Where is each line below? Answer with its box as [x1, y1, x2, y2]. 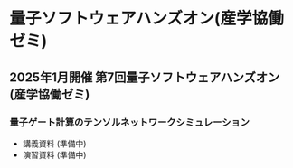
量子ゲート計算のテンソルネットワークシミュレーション [9, 116, 250, 128]
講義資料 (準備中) [22, 137, 87, 149]
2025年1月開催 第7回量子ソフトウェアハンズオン [9, 70, 280, 85]
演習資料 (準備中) [22, 149, 87, 160]
